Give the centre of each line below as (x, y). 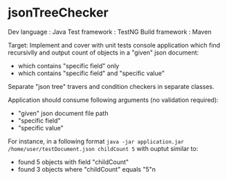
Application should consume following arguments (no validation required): (113, 100)
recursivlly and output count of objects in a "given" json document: (103, 52)
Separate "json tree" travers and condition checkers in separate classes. (111, 86)
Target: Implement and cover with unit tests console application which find (114, 45)
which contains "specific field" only (69, 66)
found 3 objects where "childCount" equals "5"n (87, 169)
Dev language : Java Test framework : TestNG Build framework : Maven (110, 32)
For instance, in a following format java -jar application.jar (96, 141)
